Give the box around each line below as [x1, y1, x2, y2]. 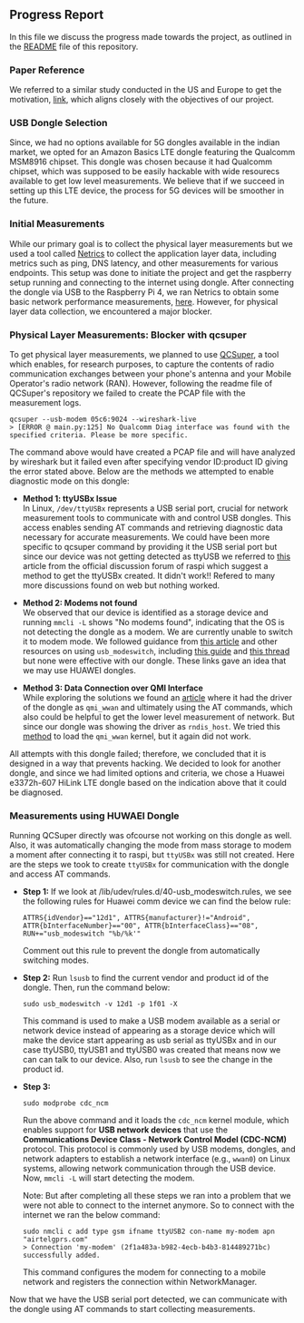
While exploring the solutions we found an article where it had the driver [22, 692, 292, 702]
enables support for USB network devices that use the [22, 1124, 229, 1135]
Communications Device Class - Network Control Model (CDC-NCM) [22, 1134, 288, 1145]
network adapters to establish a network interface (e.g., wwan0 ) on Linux [22, 1153, 290, 1164]
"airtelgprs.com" [22, 1235, 89, 1244]
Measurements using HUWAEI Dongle [9, 809, 180, 822]
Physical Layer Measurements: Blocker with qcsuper [9, 328, 247, 341]
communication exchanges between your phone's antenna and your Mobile [9, 368, 292, 379]
